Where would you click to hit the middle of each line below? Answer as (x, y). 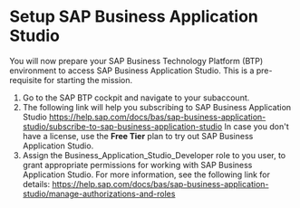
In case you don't (256, 126)
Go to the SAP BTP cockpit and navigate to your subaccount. (136, 98)
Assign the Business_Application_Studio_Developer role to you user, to (154, 155)
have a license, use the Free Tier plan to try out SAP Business (138, 136)
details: (36, 184)
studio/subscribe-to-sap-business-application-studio (122, 126)
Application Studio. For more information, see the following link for (146, 175)
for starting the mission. (88, 80)
